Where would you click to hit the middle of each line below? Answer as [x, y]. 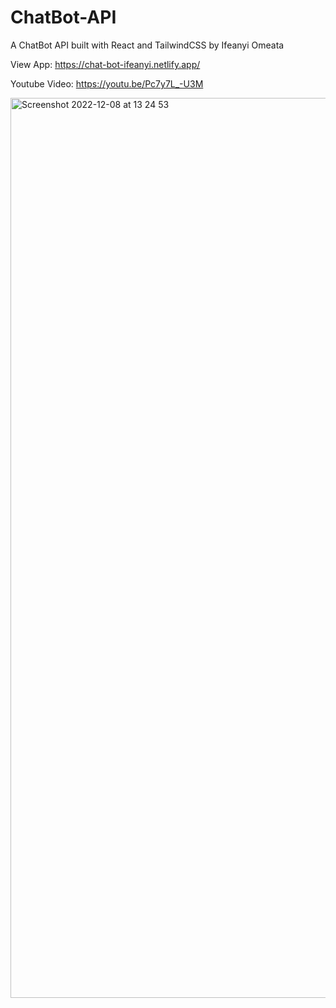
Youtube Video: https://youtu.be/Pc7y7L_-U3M [107, 83]
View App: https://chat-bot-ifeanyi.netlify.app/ [105, 64]
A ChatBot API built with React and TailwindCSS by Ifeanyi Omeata [147, 45]
